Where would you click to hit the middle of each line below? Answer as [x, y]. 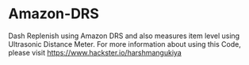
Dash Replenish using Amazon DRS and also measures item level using [124, 36]
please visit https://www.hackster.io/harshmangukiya [95, 52]
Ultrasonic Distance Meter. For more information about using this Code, [125, 44]
